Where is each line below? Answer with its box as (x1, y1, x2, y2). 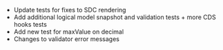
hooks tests (13, 21, 47, 28)
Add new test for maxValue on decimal (13, 27, 124, 36)
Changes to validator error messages (13, 35, 119, 43)
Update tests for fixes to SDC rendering (13, 6, 126, 14)
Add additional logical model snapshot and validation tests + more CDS (13, 13, 216, 21)
